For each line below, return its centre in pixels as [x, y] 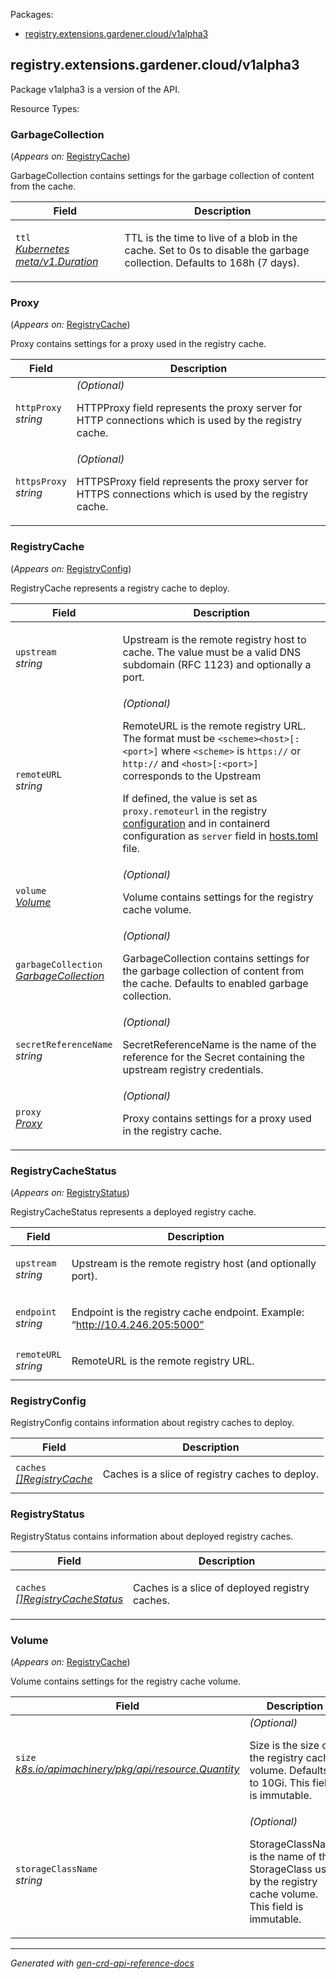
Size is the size [284, 1745]
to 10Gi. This [279, 1782]
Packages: [32, 14]
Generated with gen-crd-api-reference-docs [102, 1963]
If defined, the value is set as [190, 798]
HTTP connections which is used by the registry [189, 421]
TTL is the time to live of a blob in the [211, 238]
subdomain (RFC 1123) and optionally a [217, 664]
